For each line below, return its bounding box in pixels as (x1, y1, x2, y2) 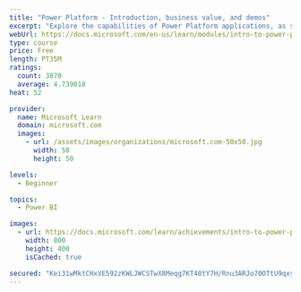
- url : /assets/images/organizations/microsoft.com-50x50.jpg (25, 138, 262, 147)
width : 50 (32, 146, 70, 155)
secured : (9, 269, 42, 278)
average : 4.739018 (17, 80, 87, 89)
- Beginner (17, 178, 58, 188)
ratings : (9, 64, 42, 73)
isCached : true (25, 253, 82, 262)
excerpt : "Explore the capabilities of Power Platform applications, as (9, 21, 287, 30)
